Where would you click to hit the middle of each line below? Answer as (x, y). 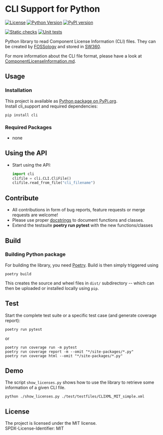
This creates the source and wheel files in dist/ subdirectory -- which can (80, 283)
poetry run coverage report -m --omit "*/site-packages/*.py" (69, 352)
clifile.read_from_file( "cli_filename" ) (54, 183)
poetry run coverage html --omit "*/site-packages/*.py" (64, 356)
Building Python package (35, 254)
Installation (19, 90)
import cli (23, 174)
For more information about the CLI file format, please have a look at (73, 56)
